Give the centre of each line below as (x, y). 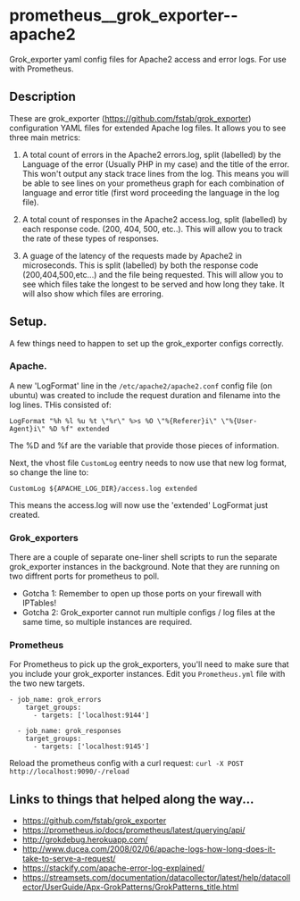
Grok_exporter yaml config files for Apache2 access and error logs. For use (148, 59)
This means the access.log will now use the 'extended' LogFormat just (139, 505)
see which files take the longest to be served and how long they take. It (153, 284)
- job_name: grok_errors (55, 700)
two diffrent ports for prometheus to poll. (84, 576)
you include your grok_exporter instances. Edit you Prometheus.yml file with (147, 674)
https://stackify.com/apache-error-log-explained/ (113, 868)
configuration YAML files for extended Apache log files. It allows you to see (148, 128)
